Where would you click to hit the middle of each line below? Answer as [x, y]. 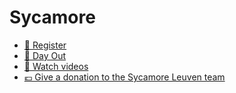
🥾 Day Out [45, 55]
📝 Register [45, 45]
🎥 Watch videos [56, 66]
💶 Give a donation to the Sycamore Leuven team [124, 77]
